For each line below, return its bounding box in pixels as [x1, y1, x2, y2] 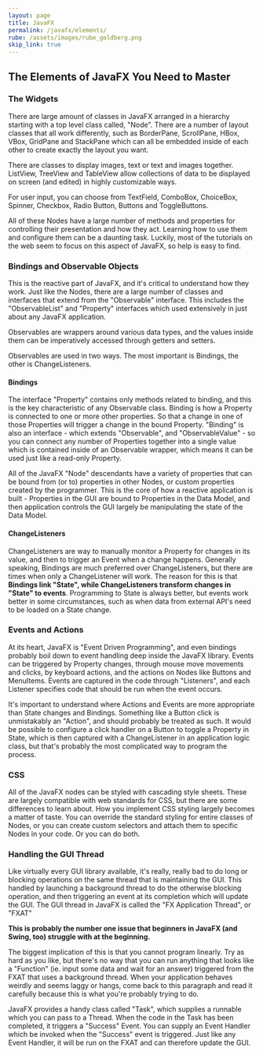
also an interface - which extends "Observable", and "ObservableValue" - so [8, 429, 256, 438]
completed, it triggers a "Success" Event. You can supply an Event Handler [8, 1021, 251, 1031]
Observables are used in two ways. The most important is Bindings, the [8, 351, 239, 361]
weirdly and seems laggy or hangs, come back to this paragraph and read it [8, 981, 253, 990]
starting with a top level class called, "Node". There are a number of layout [8, 120, 249, 129]
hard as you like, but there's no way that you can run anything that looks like [8, 956, 254, 965]
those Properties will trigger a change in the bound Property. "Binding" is [8, 420, 244, 429]
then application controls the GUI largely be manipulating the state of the [8, 502, 243, 512]
